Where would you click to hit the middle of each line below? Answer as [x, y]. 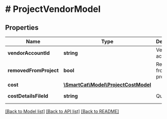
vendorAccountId [29, 53]
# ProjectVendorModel [53, 9]
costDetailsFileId [28, 96]
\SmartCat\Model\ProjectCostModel [107, 85]
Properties [22, 28]
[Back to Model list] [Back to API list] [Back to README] [62, 111]
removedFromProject [33, 70]
